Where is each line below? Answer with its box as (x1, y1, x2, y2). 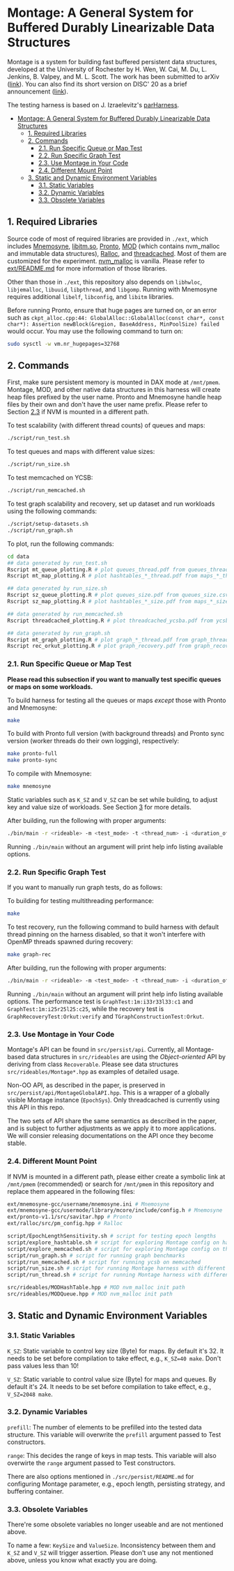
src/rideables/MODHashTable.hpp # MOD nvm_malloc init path (7, 1284, 186, 1291)
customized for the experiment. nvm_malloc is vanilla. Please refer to (7, 257, 205, 265)
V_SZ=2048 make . (7, 1390, 54, 1398)
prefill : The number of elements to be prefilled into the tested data (7, 1422, 202, 1431)
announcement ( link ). (7, 87, 68, 96)
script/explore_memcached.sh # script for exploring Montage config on (7, 1245, 219, 1252)
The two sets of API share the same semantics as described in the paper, (7, 1117, 217, 1125)
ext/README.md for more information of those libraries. (7, 264, 167, 273)
